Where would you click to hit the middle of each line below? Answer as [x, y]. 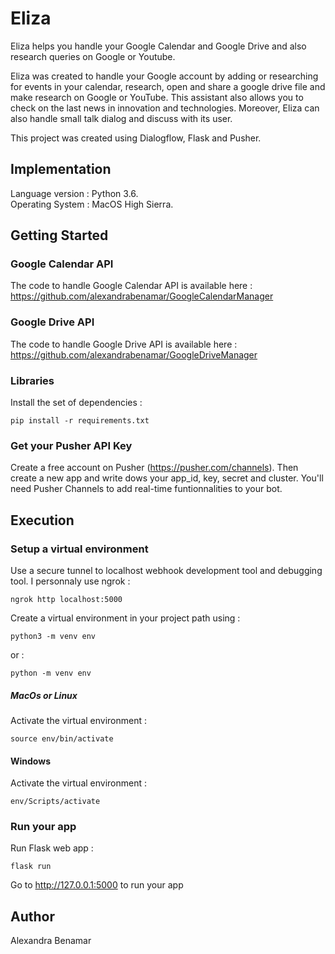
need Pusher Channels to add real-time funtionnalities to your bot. [146, 489]
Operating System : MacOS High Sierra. [92, 204]
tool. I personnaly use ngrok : [70, 581]
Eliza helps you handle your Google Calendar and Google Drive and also [158, 46]
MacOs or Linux [44, 695]
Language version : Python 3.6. [74, 193]
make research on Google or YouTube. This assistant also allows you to [157, 97]
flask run [31, 867]
